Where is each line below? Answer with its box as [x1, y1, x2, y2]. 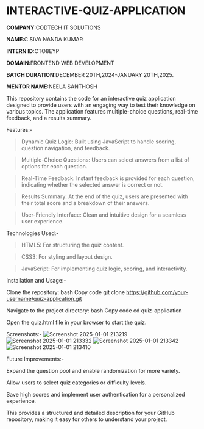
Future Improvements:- [6, 355, 64, 362]
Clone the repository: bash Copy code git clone [6, 288, 125, 296]
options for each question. [21, 162, 88, 170]
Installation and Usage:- [6, 276, 66, 284]
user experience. [21, 217, 64, 225]
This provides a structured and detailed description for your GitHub [6, 409, 175, 416]
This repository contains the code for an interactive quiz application [6, 95, 177, 102]
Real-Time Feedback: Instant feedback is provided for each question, [21, 175, 195, 182]
